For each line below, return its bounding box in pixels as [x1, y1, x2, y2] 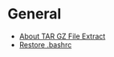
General [7, 5, 62, 23]
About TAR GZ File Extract [18, 31, 106, 41]
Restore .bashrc [18, 39, 72, 49]
